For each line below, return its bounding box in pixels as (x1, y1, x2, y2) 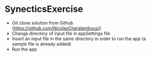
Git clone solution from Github (11, 20, 74, 26)
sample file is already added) (11, 41, 72, 47)
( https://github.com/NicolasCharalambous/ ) (11, 25, 101, 31)
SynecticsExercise (4, 3, 83, 15)
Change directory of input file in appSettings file (11, 30, 110, 36)
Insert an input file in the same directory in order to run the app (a (11, 36, 146, 42)
